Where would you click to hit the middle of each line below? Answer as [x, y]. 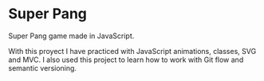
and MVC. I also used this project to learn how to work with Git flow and [126, 60]
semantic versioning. [43, 67]
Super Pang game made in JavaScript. [71, 36]
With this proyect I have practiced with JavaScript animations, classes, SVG [132, 51]
